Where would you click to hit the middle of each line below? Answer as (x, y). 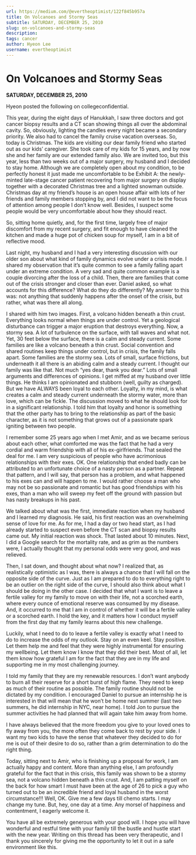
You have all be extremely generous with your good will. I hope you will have (98, 822)
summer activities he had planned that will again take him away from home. (97, 713)
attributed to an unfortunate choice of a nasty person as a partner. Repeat (95, 468)
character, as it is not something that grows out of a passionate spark (90, 419)
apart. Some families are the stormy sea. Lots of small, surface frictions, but (97, 357)
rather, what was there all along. (45, 302)
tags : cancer (22, 39)
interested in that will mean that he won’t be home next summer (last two (94, 701)
